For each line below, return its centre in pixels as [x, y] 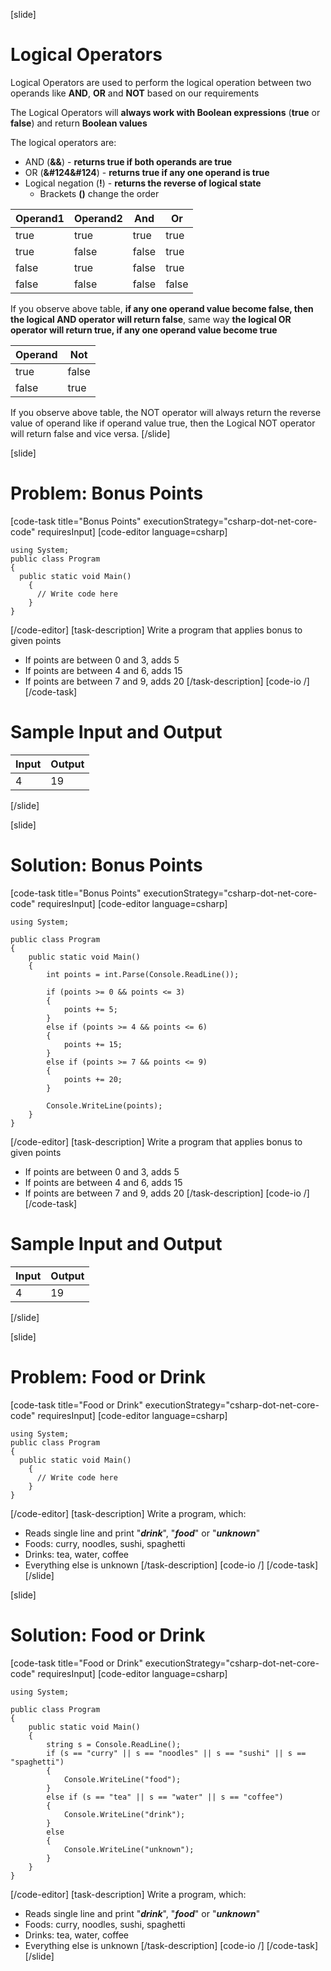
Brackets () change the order [99, 193]
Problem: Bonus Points [107, 493]
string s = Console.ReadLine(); [114, 1744]
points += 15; [93, 1044]
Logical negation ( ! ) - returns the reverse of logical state [143, 183]
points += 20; [93, 1079]
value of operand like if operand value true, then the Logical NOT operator [163, 423]
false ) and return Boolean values [79, 123]
